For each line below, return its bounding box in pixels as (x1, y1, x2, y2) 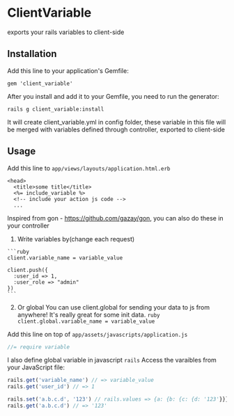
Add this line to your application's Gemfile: (7, 66, 129, 74)
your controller (7, 221, 50, 230)
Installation (7, 48, 57, 60)
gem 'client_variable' (7, 80, 73, 87)
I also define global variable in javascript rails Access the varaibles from (7, 356, 217, 365)
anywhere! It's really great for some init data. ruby (17, 310, 160, 319)
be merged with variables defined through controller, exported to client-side (7, 125, 225, 134)
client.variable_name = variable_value (7, 254, 123, 262)
